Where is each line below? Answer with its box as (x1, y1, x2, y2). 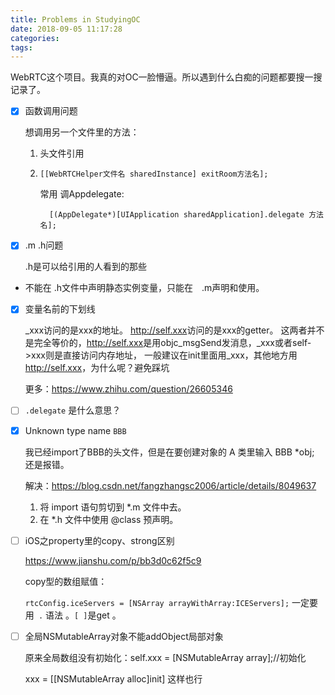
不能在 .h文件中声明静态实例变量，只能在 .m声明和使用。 (24, 282, 265, 294)
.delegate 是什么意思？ (24, 404, 122, 416)
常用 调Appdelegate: (39, 188, 125, 200)
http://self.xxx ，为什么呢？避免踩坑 (24, 362, 170, 374)
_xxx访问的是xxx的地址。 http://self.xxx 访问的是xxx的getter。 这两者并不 (24, 324, 325, 336)
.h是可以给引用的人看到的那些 (24, 261, 148, 273)
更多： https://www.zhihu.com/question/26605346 (24, 383, 233, 395)
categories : (10, 33, 60, 43)
